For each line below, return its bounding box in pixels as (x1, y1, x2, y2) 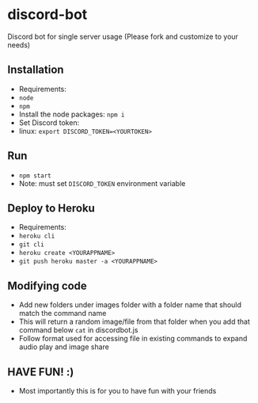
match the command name (18, 309, 107, 318)
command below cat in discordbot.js (18, 325, 138, 335)
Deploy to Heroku (7, 201, 96, 215)
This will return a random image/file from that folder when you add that (18, 317, 251, 326)
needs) (7, 40, 31, 49)
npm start (18, 172, 52, 180)
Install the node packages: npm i (18, 109, 125, 119)
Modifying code (7, 279, 88, 292)
